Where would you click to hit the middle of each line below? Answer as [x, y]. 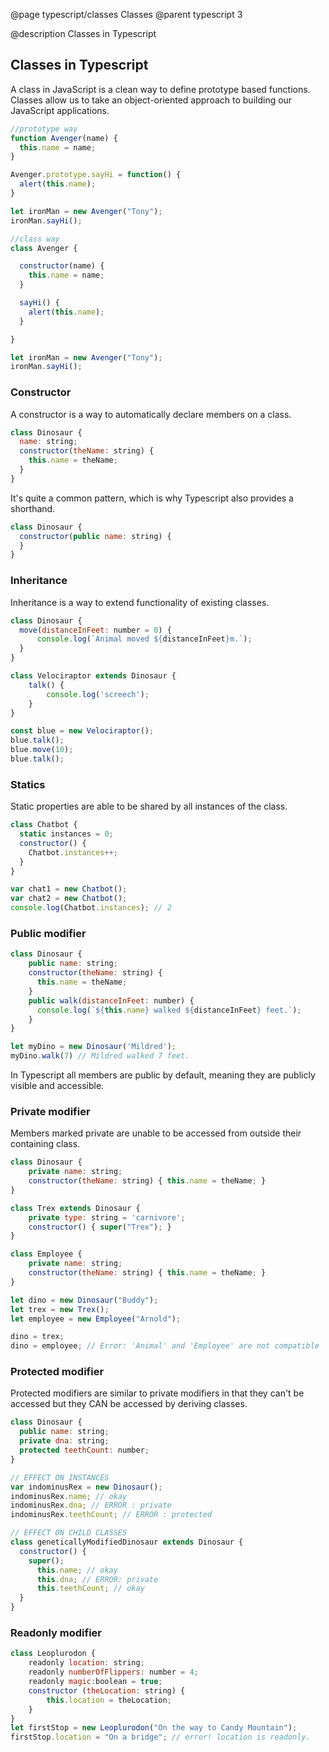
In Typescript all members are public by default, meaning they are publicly [163, 1075]
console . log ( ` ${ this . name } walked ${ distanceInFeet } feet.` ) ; [169, 1010]
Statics [28, 784]
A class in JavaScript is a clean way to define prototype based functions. [160, 89]
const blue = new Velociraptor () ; [82, 731]
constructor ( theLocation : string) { [107, 1690]
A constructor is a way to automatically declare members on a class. [151, 414]
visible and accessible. [57, 1085]
